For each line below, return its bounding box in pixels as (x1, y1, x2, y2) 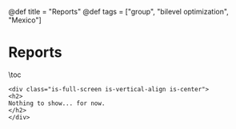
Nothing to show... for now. (8, 99, 106, 107)
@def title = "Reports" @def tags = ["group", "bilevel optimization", (8, 7, 230, 16)
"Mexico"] (8, 15, 42, 25)
